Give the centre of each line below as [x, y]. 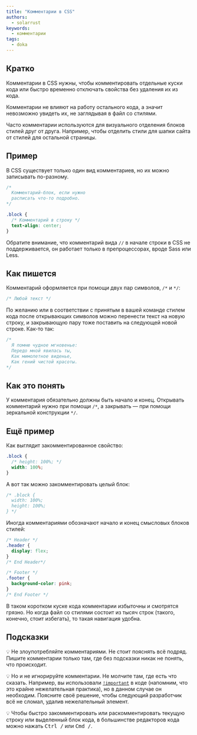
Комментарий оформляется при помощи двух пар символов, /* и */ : [93, 288]
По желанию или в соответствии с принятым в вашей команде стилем [96, 310]
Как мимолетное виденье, [42, 356]
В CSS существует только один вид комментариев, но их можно [88, 170]
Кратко [20, 69]
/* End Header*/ [26, 562]
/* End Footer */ [27, 595]
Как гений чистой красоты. [45, 362]
